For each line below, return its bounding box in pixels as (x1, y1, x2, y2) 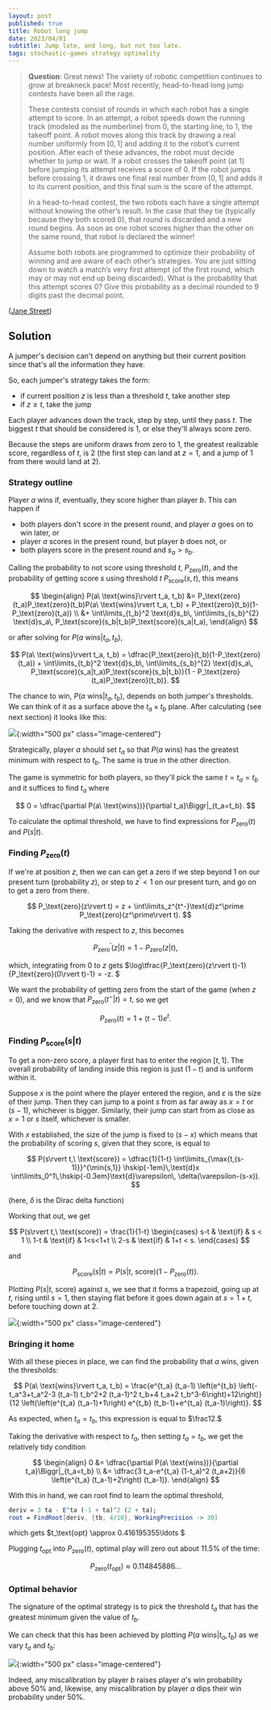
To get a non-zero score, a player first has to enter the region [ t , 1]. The (8, 1056, 244, 1066)
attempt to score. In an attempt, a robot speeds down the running (27, 113, 245, 122)
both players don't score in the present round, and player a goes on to (19, 519, 254, 530)
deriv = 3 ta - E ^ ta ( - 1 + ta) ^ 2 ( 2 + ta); (8, 1505, 157, 1514)
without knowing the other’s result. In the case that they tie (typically (27, 206, 256, 215)
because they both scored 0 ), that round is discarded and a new (27, 215, 242, 224)
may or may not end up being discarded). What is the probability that (27, 273, 257, 283)
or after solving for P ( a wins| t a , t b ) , (8, 632, 123, 644)
